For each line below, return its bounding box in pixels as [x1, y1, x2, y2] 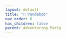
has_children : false [5, 21, 48, 26]
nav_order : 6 [5, 16, 32, 21]
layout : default [5, 7, 39, 12]
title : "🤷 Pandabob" [5, 12, 48, 17]
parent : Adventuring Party [5, 26, 61, 31]
